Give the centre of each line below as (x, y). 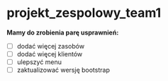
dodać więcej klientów (50, 54)
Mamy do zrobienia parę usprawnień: (63, 32)
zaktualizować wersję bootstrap (63, 70)
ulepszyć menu (39, 62)
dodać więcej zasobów (51, 46)
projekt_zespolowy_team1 (84, 13)
